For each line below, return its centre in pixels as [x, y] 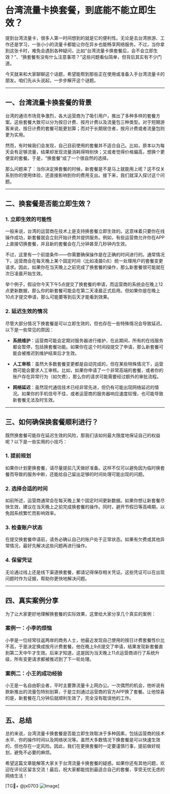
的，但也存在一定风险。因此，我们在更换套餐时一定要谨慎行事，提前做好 [80, 746]
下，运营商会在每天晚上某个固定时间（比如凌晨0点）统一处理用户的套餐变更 [84, 261]
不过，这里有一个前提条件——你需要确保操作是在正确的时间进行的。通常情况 [85, 255]
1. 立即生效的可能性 [29, 219]
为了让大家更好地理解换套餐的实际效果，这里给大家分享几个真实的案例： [80, 614]
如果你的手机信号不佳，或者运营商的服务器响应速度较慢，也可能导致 [92, 393]
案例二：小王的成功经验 [34, 673]
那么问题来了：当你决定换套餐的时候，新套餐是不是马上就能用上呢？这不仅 [83, 169]
